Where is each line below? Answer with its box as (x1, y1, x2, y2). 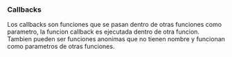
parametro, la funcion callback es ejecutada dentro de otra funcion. (7, 27, 199, 36)
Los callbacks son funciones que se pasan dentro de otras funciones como (7, 21, 222, 29)
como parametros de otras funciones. (7, 43, 115, 51)
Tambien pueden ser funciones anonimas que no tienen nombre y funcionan (7, 35, 225, 43)
